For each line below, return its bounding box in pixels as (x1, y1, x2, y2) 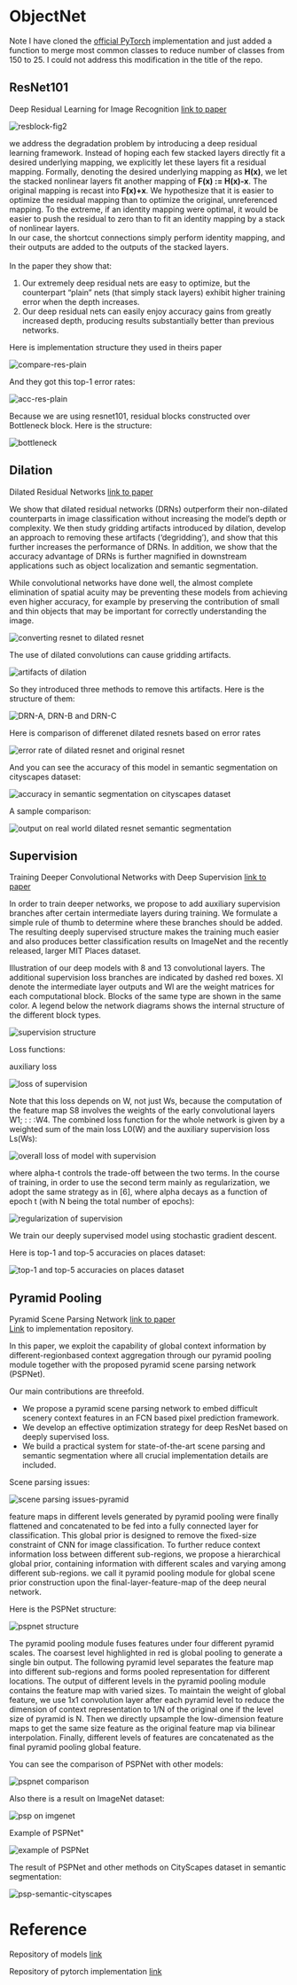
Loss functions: (9, 1044, 66, 1055)
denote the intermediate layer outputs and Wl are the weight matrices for (9, 981, 275, 992)
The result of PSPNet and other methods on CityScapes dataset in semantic (9, 1862, 286, 1872)
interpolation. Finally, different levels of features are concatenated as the (9, 1732, 275, 1743)
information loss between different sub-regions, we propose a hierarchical (9, 1549, 281, 1559)
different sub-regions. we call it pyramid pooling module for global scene (9, 1567, 276, 1579)
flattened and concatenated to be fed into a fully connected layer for (9, 1520, 259, 1531)
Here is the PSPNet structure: (9, 1604, 117, 1614)
